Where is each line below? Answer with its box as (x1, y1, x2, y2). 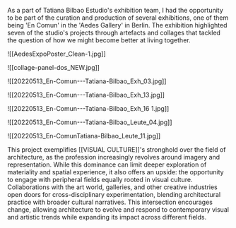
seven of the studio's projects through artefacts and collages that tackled (7, 28, 221, 37)
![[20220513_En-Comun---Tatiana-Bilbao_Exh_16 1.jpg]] (7, 104, 170, 112)
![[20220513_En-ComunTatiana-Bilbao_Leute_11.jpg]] (7, 132, 161, 140)
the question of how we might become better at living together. (7, 36, 191, 44)
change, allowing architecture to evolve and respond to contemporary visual (7, 205, 230, 214)
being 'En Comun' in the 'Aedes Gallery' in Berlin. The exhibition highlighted (7, 21, 228, 29)
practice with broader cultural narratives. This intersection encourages (7, 198, 213, 206)
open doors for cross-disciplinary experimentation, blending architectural (7, 191, 221, 198)
